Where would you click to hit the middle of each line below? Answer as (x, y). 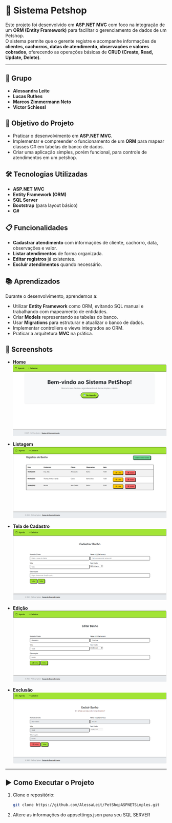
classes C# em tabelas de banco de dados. (58, 146)
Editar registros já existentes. (44, 259)
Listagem (23, 444)
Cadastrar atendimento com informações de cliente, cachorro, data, (85, 243)
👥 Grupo (19, 78)
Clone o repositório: (34, 795)
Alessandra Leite (31, 91)
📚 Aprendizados (33, 281)
